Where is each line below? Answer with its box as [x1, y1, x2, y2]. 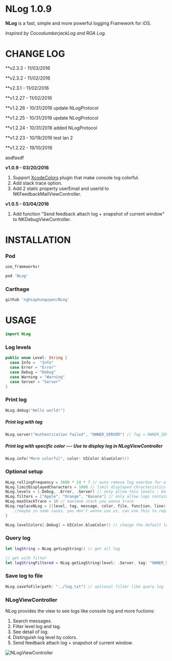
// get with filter [5, 555, 47, 560]
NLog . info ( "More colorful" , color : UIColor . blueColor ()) [5, 456, 130, 461]
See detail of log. [12, 629, 49, 635]
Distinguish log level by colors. [12, 634, 78, 640]
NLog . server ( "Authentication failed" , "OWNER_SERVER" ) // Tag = [5, 432, 145, 437]
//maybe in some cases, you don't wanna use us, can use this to [14, 508, 157, 514]
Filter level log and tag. [12, 623, 61, 629]
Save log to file [5, 572, 43, 579]
